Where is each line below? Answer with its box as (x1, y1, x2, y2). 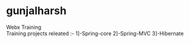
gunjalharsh (6, 4, 67, 18)
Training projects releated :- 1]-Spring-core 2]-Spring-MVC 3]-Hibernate (6, 29, 184, 37)
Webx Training (6, 24, 42, 31)
